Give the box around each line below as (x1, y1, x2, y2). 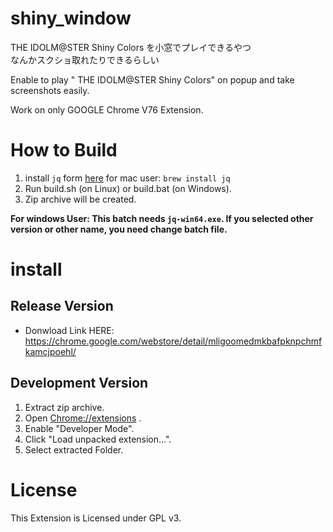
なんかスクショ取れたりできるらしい (10, 53, 160, 66)
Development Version (10, 375, 149, 392)
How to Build (10, 139, 118, 162)
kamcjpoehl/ (24, 345, 77, 357)
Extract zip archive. (24, 401, 105, 413)
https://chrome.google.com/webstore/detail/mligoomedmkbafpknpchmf (24, 335, 323, 347)
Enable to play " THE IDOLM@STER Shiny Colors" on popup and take (10, 73, 295, 86)
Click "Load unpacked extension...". (24, 433, 172, 445)
